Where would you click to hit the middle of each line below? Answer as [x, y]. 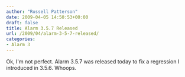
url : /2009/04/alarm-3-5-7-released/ [53, 34]
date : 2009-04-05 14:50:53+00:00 [47, 17]
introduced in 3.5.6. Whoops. [41, 68]
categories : [21, 39]
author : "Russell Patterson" [42, 12]
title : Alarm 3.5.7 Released [42, 28]
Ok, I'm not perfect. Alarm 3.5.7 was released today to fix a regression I [93, 61]
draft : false [22, 23]
